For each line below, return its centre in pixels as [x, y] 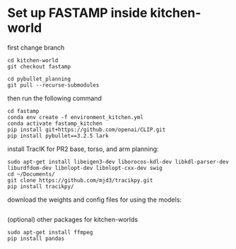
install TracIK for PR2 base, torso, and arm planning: [83, 149]
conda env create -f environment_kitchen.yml [75, 117]
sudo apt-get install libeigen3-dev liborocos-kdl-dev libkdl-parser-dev [118, 162]
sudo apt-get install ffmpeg [50, 232]
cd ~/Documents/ [31, 174]
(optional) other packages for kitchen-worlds [73, 219]
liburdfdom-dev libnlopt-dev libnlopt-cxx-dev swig [85, 168]
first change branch [36, 47]
